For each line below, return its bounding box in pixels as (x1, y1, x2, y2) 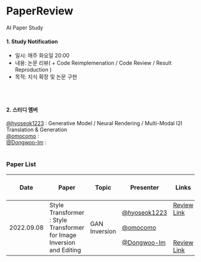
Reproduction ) (14, 66, 52, 73)
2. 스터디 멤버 (6, 106, 38, 113)
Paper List (6, 160, 36, 168)
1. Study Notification (6, 38, 58, 45)
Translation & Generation (6, 126, 68, 133)
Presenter (130, 183, 159, 191)
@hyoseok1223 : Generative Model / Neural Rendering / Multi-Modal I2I (6, 120, 182, 127)
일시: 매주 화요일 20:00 (14, 52, 70, 59)
